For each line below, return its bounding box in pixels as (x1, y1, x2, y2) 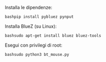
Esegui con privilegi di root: (5, 42, 62, 48)
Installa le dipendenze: (5, 5, 52, 10)
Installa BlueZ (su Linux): (5, 23, 57, 29)
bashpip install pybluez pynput (5, 14, 74, 19)
